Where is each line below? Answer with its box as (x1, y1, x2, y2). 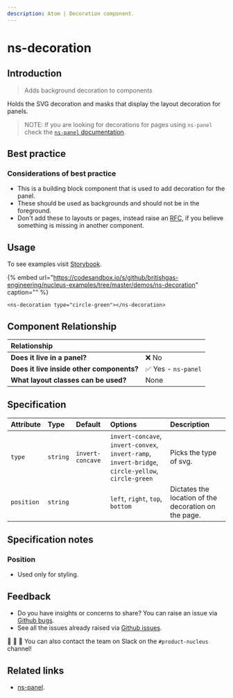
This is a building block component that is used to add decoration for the (17, 185, 225, 193)
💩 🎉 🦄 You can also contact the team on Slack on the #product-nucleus (7, 637, 209, 646)
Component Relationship (7, 320, 117, 332)
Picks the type (169, 447, 217, 457)
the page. (169, 510, 201, 520)
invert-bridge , (110, 457, 159, 467)
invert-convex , (110, 440, 159, 449)
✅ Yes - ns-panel (145, 364, 202, 374)
